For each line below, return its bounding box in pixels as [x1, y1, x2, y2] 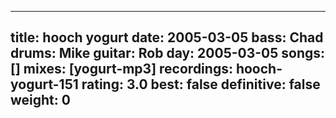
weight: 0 [10, 92, 71, 109]
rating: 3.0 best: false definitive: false [81, 76, 321, 93]
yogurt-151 [10, 76, 79, 93]
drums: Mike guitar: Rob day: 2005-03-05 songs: [10, 45, 326, 62]
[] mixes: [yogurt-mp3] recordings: [10, 61, 233, 78]
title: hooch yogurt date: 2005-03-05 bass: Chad [10, 29, 324, 46]
